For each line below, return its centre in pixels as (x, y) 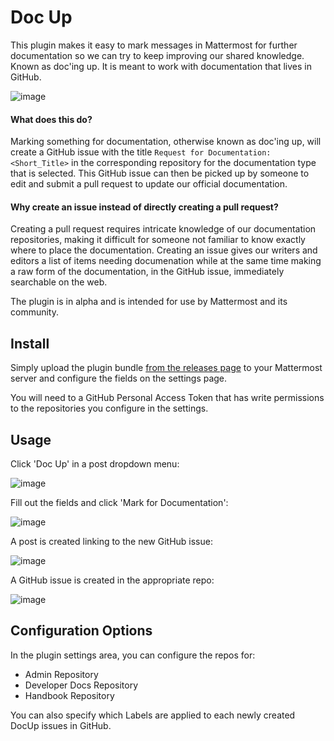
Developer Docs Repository (81, 685)
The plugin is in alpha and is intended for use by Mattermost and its (149, 302)
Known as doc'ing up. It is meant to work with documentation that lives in (161, 66)
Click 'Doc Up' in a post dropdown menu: (95, 463)
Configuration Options (81, 631)
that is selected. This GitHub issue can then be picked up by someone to (160, 173)
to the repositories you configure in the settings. (109, 408)
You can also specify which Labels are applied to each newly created (153, 715)
